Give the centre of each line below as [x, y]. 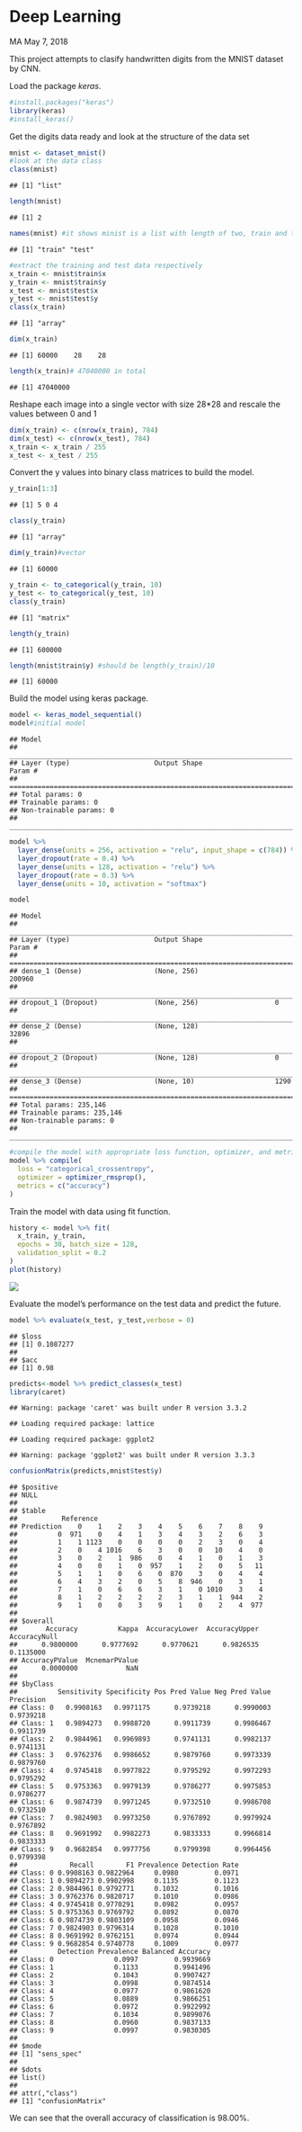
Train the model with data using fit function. [90, 1211]
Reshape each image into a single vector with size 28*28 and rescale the [145, 404]
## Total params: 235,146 [58, 1105]
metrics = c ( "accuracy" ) [64, 1186]
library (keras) [38, 111]
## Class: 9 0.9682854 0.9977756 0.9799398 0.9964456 [140, 1850]
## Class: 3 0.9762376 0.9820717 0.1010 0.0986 [124, 1897]
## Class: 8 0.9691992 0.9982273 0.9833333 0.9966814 [140, 1834]
